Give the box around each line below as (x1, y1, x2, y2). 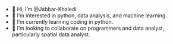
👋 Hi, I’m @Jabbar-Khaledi (11, 6, 77, 12)
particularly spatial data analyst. (11, 31, 90, 38)
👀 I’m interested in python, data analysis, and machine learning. (11, 12, 168, 19)
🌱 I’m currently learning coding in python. (11, 18, 114, 25)
